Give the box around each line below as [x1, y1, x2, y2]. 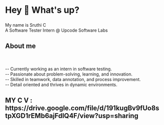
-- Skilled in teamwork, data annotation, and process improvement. [5, 77, 141, 83]
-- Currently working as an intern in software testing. [5, 66, 112, 72]
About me [5, 42, 36, 50]
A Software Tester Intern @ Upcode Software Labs [5, 27, 108, 34]
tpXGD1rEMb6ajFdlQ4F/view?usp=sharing [5, 111, 139, 120]
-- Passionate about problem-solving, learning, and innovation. [5, 71, 133, 77]
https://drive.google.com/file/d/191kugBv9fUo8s [5, 104, 160, 112]
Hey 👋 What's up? [5, 4, 80, 16]
